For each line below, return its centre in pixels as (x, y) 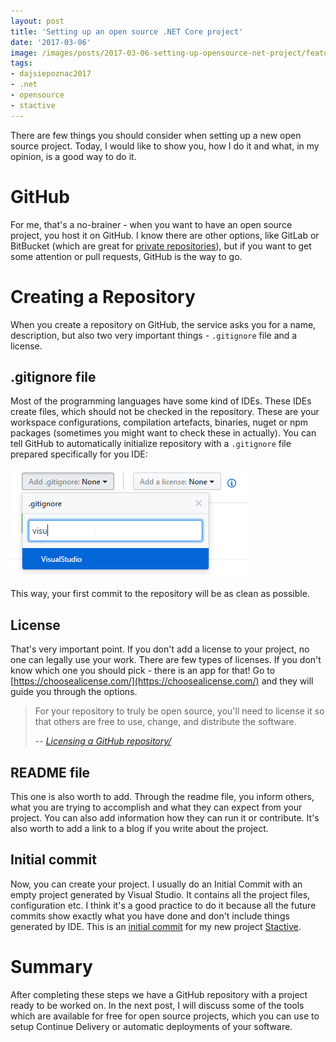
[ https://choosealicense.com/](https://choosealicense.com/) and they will (162, 681)
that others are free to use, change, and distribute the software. (165, 722)
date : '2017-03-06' (51, 42)
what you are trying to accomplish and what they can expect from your (156, 807)
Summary (51, 966)
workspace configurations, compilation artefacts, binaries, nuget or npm (159, 422)
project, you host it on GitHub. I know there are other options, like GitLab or (165, 235)
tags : (21, 63)
